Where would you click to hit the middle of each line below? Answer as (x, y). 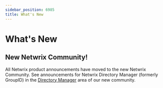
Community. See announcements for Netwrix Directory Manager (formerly (82, 75)
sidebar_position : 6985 (30, 10)
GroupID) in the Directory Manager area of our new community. (70, 80)
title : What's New (24, 14)
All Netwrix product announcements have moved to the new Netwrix (76, 69)
